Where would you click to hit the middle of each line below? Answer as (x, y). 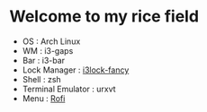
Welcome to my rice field (104, 17)
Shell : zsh (41, 79)
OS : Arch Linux (51, 41)
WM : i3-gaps (48, 50)
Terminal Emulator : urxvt (69, 89)
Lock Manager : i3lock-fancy (76, 70)
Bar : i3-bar (44, 60)
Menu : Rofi (44, 98)
